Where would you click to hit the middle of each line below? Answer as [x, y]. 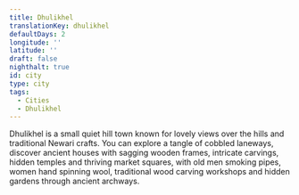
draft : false [33, 59]
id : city [25, 76]
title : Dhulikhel [42, 17]
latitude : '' [33, 51]
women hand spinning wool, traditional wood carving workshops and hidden [149, 172]
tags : [19, 92]
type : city [29, 84]
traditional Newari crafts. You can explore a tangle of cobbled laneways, [141, 143]
